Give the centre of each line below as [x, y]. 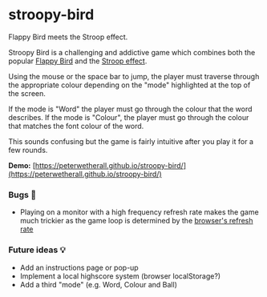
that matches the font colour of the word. [76, 126]
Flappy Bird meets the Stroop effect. [68, 37]
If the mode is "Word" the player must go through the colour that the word [130, 109]
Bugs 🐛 [22, 195]
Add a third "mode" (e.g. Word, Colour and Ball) [99, 284]
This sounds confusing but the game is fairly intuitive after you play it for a [131, 141]
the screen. [27, 93]
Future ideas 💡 [37, 250]
